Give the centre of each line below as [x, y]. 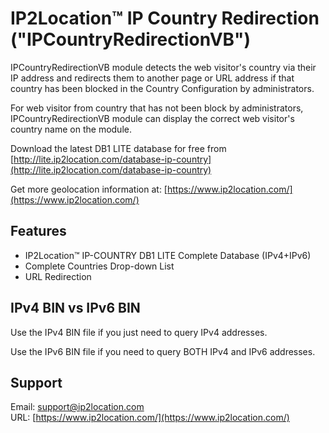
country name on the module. [71, 129]
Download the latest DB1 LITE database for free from [118, 148]
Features [38, 231]
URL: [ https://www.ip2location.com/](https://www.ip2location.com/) [150, 418]
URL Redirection [58, 276]
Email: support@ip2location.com [77, 407]
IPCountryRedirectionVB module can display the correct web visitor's [152, 118]
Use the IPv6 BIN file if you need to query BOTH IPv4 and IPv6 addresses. [163, 351]
